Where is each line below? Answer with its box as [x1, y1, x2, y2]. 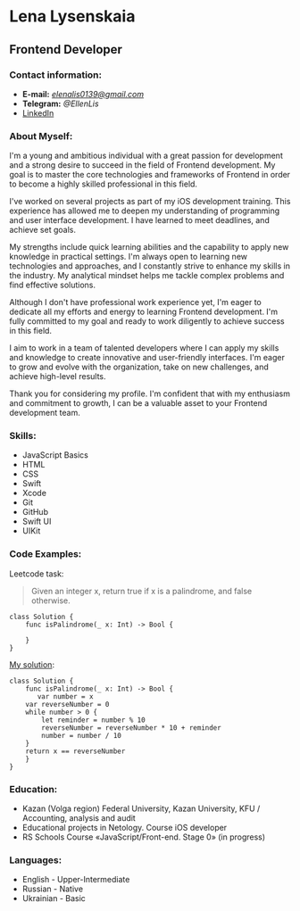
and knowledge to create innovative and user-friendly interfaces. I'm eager [9, 352, 286, 363]
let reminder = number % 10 [41, 716, 146, 725]
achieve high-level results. [9, 371, 106, 382]
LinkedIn [21, 107, 54, 118]
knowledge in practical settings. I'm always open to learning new [9, 252, 248, 262]
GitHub [21, 507, 49, 518]
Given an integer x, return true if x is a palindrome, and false [30, 585, 253, 596]
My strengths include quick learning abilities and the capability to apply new [9, 242, 289, 253]
